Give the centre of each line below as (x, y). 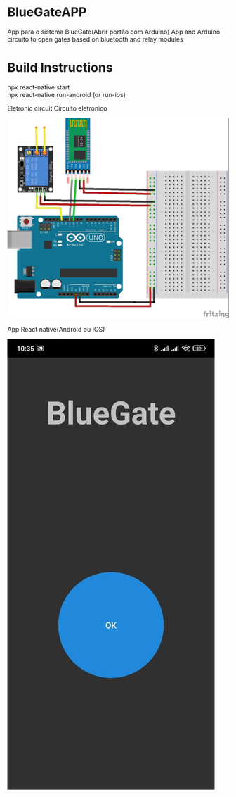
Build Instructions (60, 68)
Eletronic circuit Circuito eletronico (57, 108)
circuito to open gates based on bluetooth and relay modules (96, 39)
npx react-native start (39, 87)
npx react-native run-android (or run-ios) (67, 94)
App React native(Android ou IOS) (56, 330)
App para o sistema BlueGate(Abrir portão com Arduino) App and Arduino (114, 32)
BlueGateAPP (47, 12)
